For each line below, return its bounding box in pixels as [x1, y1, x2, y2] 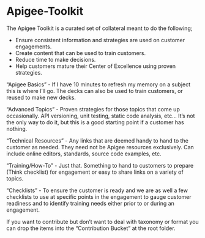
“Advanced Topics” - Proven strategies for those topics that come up [6, 105, 181, 113]
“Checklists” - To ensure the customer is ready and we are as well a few [6, 187, 188, 194]
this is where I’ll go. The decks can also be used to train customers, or [6, 87, 184, 94]
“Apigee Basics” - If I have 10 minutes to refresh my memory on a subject [6, 81, 191, 88]
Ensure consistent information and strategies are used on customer [15, 36, 185, 43]
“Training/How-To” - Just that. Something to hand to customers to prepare [6, 162, 194, 169]
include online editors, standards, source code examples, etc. [6, 150, 162, 157]
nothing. [6, 125, 28, 132]
